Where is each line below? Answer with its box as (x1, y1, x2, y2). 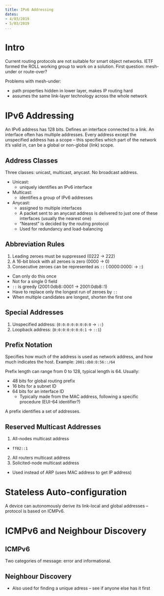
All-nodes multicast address (12, 436, 70, 442)
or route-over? (18, 69, 47, 75)
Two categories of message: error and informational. (5, 558, 112, 564)
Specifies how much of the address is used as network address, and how (5, 354, 153, 360)
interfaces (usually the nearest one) (19, 215, 92, 221)
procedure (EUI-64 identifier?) (19, 399, 81, 405)
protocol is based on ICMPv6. (5, 508, 65, 514)
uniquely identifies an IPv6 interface (19, 184, 93, 190)
